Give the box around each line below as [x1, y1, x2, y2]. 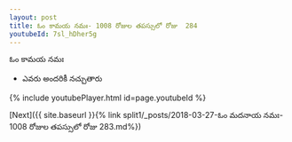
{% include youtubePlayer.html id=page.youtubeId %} [9, 92, 207, 103]
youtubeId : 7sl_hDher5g [9, 29, 98, 38]
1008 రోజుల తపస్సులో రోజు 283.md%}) [9, 122, 142, 132]
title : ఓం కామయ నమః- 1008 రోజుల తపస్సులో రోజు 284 [9, 21, 198, 30]
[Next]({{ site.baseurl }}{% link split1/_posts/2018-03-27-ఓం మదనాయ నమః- [9, 110, 284, 121]
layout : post [9, 12, 58, 22]
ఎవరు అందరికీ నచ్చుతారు [21, 73, 103, 84]
